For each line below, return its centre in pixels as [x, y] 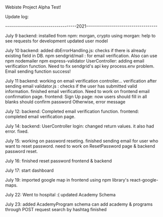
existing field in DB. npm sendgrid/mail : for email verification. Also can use [81, 56]
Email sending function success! [38, 71]
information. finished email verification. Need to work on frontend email [78, 91]
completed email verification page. [40, 117]
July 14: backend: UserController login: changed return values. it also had [80, 126]
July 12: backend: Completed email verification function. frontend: [72, 111]
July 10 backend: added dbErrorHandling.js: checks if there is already [76, 50]
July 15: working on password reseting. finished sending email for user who [82, 141]
